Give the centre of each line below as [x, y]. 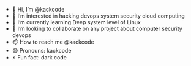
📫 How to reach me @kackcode [53, 42]
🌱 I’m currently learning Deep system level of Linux [76, 22]
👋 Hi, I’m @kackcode [38, 9]
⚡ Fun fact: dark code [39, 57]
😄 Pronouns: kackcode [42, 51]
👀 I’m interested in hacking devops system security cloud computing [98, 16]
